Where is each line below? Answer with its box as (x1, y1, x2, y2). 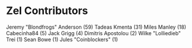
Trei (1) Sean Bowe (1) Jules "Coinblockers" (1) (6, 36, 118, 43)
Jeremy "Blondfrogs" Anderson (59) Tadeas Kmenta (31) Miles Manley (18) (6, 23, 186, 30)
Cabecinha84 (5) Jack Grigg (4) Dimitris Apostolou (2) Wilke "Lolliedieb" (6, 29, 181, 36)
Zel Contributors (6, 4, 88, 18)
